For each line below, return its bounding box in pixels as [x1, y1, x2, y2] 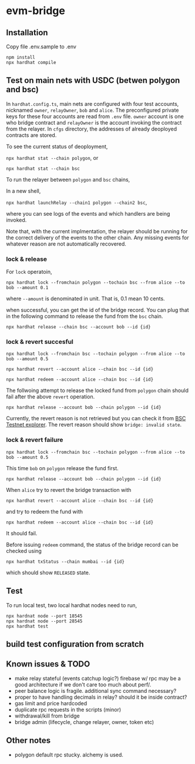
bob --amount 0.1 [6, 285, 49, 291]
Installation [6, 28, 48, 38]
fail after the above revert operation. [6, 393, 95, 400]
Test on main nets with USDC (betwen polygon [6, 75, 180, 86]
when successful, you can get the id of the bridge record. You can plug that [6, 307, 189, 314]
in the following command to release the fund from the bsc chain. [6, 313, 163, 320]
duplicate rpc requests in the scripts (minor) [14, 706, 122, 713]
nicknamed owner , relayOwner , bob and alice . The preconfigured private [6, 106, 179, 113]
